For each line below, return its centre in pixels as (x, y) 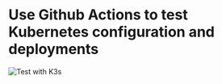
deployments (54, 49)
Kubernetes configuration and (112, 32)
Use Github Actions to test (98, 15)
